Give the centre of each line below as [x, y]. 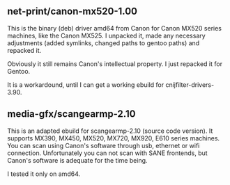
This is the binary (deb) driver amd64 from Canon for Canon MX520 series [114, 28]
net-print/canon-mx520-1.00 [72, 11]
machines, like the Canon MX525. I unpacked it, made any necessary [106, 35]
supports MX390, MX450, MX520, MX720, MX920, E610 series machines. [114, 138]
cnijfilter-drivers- [190, 85]
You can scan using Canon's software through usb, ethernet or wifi [103, 145]
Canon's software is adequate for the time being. [77, 160]
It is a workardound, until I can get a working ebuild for [86, 85]
